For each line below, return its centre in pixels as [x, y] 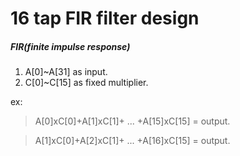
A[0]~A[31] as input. [66, 72]
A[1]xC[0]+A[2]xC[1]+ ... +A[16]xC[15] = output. [132, 141]
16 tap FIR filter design [105, 18]
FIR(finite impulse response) [70, 46]
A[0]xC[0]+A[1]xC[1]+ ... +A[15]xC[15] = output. [132, 121]
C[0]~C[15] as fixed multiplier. [86, 83]
